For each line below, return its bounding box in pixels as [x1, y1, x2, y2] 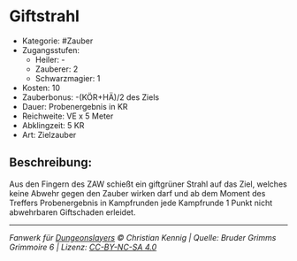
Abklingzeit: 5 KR [21, 119, 85, 130]
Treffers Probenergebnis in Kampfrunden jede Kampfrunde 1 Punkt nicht [9, 197, 272, 208]
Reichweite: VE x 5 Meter [21, 111, 114, 121]
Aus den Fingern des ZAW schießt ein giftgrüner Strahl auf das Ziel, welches [9, 179, 287, 189]
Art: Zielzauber [21, 129, 77, 140]
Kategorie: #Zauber [21, 35, 94, 46]
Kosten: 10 [21, 82, 60, 93]
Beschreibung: [9, 155, 93, 170]
